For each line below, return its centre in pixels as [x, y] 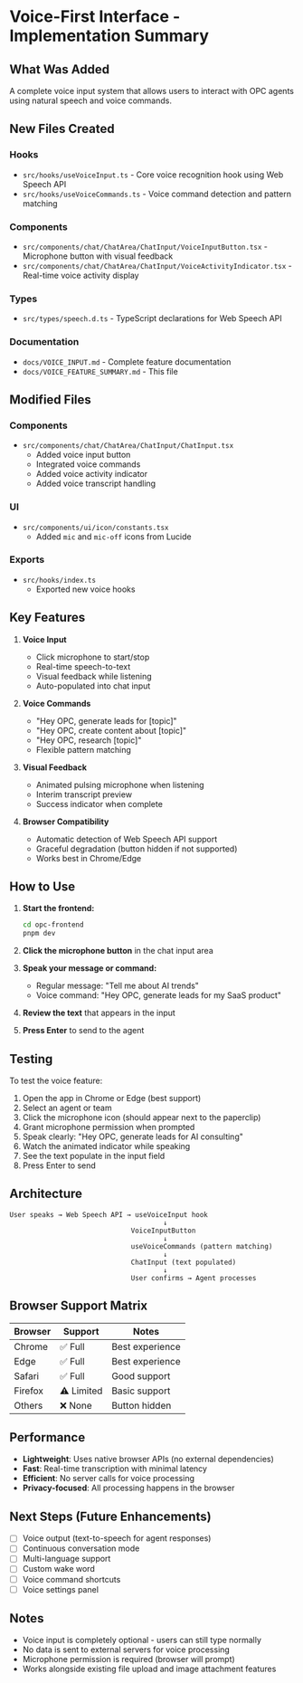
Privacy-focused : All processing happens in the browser [128, 1488]
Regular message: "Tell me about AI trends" [117, 986]
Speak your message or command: [90, 968]
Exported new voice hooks [85, 589]
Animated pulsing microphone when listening [120, 784]
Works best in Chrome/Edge [89, 858]
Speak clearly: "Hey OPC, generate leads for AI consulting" [133, 1136]
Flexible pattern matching [83, 749]
